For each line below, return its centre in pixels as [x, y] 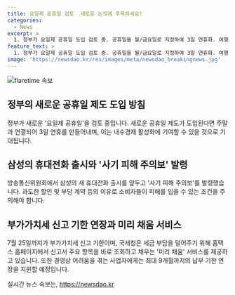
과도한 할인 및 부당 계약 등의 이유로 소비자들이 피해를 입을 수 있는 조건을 [120, 192]
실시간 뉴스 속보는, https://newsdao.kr [61, 284]
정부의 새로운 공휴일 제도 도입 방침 [76, 105]
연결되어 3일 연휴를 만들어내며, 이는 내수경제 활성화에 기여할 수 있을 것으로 [116, 131]
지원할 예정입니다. [45, 269]
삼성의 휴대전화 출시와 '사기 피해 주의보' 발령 [98, 165]
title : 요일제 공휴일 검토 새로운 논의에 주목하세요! [75, 14]
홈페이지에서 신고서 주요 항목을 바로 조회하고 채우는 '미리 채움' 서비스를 [112, 252]
